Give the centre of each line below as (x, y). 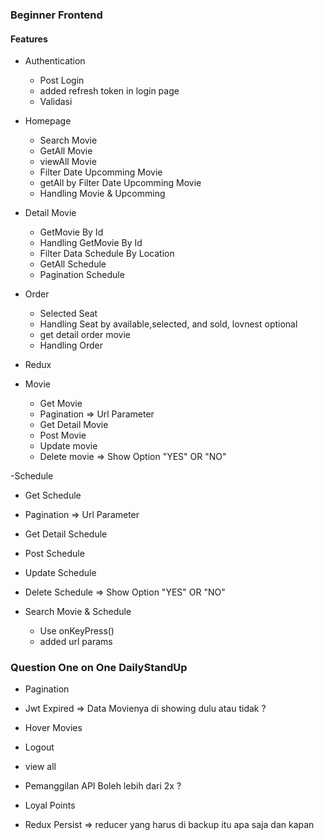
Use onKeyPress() (77, 631)
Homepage (48, 121)
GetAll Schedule (73, 264)
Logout (39, 747)
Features (29, 39)
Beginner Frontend (56, 15)
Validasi (56, 102)
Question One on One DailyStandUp (99, 668)
